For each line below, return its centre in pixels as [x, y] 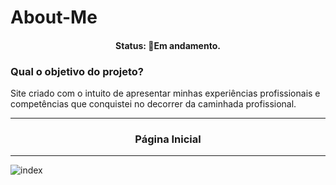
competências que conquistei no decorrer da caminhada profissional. [153, 104]
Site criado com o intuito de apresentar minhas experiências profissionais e [165, 93]
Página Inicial [168, 139]
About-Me [54, 17]
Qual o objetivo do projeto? [77, 71]
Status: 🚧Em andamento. [168, 45]
